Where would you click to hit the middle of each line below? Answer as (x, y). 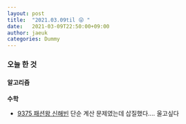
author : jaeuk (28, 33)
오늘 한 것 (22, 65)
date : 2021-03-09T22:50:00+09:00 (58, 26)
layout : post (26, 13)
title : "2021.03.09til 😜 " (49, 20)
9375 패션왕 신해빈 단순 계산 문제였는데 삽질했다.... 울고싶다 (98, 114)
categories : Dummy (34, 39)
